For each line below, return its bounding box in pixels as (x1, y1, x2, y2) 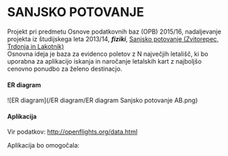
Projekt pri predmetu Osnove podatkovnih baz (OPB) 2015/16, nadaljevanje (7, 27, 222, 36)
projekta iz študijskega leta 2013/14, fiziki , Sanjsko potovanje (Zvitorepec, (7, 34, 219, 43)
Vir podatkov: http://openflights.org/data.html (7, 127, 138, 136)
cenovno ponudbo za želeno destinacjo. (7, 64, 123, 73)
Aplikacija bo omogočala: (7, 141, 80, 150)
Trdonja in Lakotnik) (7, 42, 64, 50)
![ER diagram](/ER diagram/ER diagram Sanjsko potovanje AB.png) (7, 96, 198, 105)
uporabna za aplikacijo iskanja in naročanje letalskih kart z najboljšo (7, 57, 202, 65)
